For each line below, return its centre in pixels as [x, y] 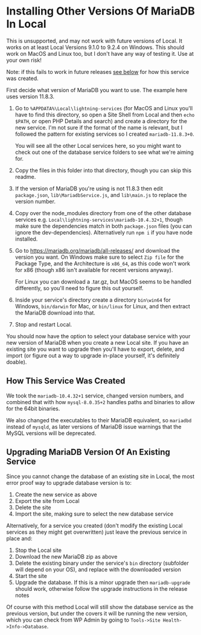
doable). [17, 362]
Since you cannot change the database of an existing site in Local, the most [101, 476]
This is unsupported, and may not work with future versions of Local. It [94, 41]
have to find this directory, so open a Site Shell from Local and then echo [105, 115]
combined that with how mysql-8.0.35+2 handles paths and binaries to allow [101, 402]
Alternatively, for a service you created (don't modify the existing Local [94, 525]
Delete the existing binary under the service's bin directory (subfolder [102, 563]
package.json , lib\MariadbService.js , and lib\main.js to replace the [101, 194]
